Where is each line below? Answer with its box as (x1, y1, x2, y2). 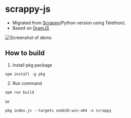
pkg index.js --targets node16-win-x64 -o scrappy (5, 108, 112, 113)
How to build (5, 49, 45, 57)
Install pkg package (12, 62, 52, 68)
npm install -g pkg (5, 72, 45, 77)
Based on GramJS (12, 25, 49, 31)
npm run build (5, 90, 35, 95)
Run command (12, 80, 42, 86)
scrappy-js (5, 3, 51, 15)
